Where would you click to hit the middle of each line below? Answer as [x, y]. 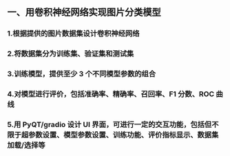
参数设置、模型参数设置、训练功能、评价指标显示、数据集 [124, 135]
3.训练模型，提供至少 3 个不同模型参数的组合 [82, 74]
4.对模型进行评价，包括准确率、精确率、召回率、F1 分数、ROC [111, 94]
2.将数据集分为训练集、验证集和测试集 [71, 54]
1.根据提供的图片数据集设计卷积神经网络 [73, 34]
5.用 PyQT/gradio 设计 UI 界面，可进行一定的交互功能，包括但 [109, 124]
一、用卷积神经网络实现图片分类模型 [84, 12]
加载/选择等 [27, 145]
